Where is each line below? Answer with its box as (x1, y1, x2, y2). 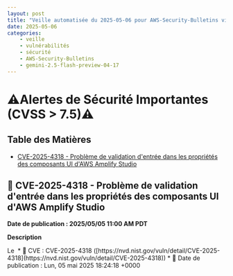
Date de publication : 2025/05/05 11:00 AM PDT (7, 220, 148, 228)
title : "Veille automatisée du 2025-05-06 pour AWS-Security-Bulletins (7, 17, 218, 24)
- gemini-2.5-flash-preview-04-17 (19, 62, 119, 69)
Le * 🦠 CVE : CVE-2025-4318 (7, 247, 92, 255)
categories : (7, 29, 42, 37)
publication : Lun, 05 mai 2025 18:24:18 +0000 (7, 261, 141, 270)
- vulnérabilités (19, 42, 70, 49)
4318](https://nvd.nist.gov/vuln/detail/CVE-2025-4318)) (7, 254, 166, 262)
